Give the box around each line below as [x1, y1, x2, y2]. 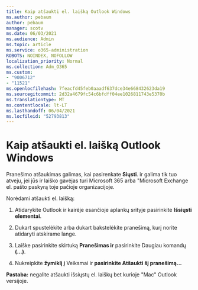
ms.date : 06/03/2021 [6, 31, 57, 37]
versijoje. [6, 278, 28, 285]
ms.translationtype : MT [6, 96, 65, 102]
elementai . [14, 212, 42, 220]
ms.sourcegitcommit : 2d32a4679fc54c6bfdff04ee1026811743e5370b [6, 91, 165, 97]
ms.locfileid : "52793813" [6, 113, 70, 119]
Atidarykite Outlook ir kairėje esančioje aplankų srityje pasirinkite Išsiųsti [14, 207, 192, 214]
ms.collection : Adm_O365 [6, 63, 67, 70]
